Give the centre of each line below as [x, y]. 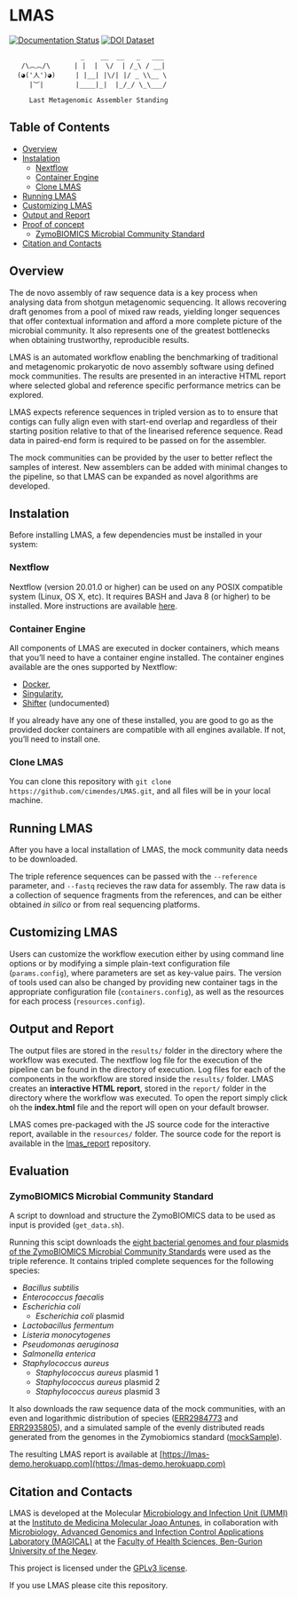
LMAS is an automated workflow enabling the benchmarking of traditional [144, 357]
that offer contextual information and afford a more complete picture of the [145, 321]
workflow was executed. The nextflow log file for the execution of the [136, 1060]
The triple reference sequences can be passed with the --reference [133, 877]
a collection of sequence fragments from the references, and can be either [145, 895]
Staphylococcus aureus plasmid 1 [97, 1372]
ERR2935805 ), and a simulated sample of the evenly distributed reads [137, 1428]
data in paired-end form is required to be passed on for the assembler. [138, 440]
